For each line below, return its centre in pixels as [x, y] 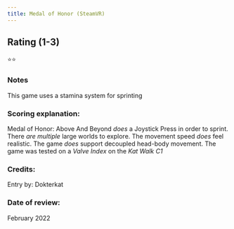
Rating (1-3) [33, 42]
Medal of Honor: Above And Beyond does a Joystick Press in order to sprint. [118, 129]
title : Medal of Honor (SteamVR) [56, 14]
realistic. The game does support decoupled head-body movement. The [112, 144]
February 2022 [29, 218]
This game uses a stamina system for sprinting [75, 95]
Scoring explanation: [44, 113]
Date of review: [34, 202]
